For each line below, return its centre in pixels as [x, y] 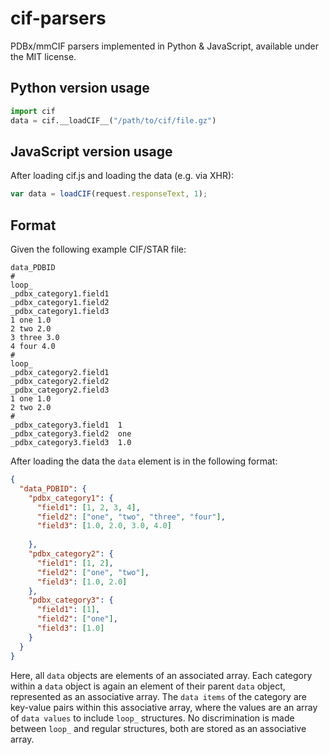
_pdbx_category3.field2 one [71, 434]
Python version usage [80, 88]
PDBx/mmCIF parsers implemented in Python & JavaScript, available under [165, 46]
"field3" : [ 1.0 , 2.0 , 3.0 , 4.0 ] [104, 526]
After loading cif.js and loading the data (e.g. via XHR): [122, 176]
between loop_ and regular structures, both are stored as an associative [158, 728]
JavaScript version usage [91, 151]
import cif [33, 111]
